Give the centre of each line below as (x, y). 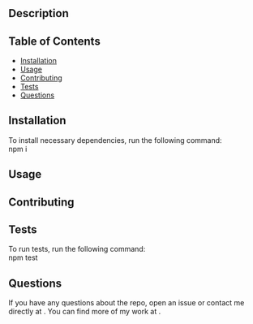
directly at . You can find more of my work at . (85, 312)
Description (39, 13)
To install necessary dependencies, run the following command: (115, 140)
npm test (23, 257)
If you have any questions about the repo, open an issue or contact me (126, 303)
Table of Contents (55, 41)
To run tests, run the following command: (77, 249)
